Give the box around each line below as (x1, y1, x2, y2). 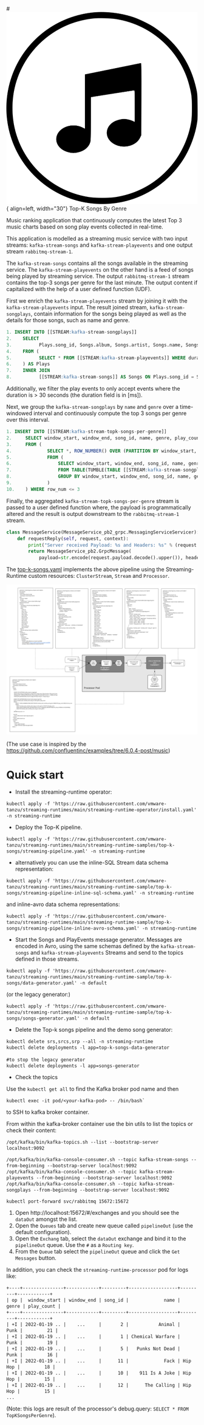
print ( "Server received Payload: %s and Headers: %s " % (28, 542, 172, 548)
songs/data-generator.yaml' (6, 980, 78, 986)
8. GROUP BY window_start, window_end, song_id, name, (6, 473, 191, 479)
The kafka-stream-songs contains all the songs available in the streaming (6, 259, 188, 267)
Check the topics (15, 1073, 58, 1080)
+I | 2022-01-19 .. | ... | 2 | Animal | (12, 1321, 181, 1327)
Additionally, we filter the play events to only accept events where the (6, 385, 180, 393)
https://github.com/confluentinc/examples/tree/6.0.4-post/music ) (6, 747, 171, 754)
